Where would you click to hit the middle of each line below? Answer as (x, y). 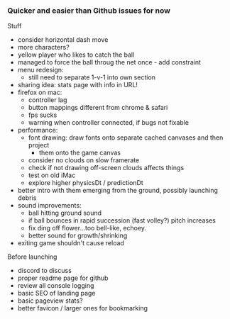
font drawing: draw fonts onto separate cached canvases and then (126, 138)
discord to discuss (45, 271)
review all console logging (56, 286)
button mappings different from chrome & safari (98, 108)
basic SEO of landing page (56, 293)
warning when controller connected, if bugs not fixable (109, 123)
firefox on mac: (40, 93)
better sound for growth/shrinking (78, 235)
